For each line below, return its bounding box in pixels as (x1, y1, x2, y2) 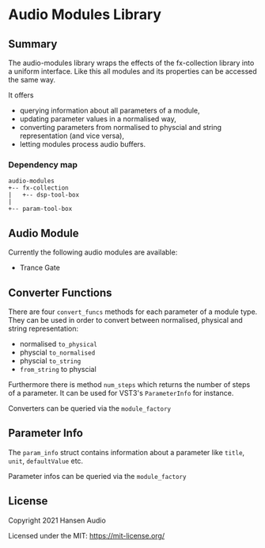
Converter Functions (8, 285, 112, 299)
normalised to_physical (19, 339, 97, 348)
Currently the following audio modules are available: (8, 247, 178, 257)
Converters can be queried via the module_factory (8, 403, 172, 413)
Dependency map (8, 159, 78, 170)
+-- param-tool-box (8, 205, 73, 213)
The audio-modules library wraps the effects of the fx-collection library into (8, 58, 255, 67)
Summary (8, 37, 58, 51)
